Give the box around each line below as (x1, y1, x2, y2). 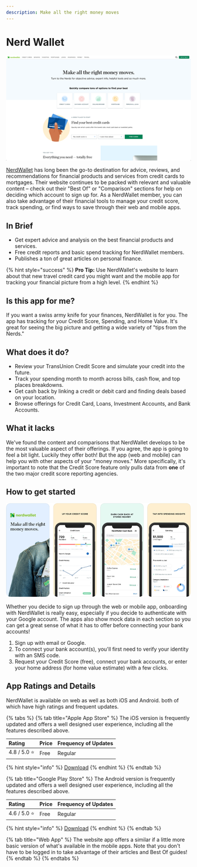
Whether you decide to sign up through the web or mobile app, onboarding (6, 603, 187, 610)
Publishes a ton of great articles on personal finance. (14, 255, 142, 262)
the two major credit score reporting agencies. (6, 470, 118, 477)
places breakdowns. (14, 381, 64, 388)
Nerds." (6, 330, 25, 337)
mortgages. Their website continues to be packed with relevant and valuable (6, 179, 191, 186)
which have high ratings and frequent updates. (6, 703, 119, 710)
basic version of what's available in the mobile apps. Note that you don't (6, 842, 181, 849)
